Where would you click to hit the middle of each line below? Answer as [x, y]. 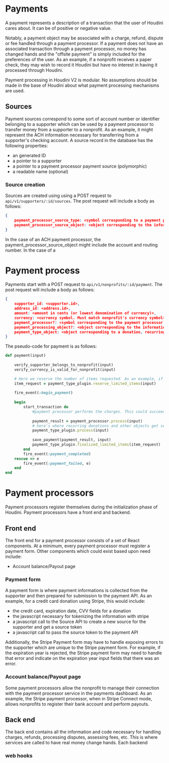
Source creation [25, 184]
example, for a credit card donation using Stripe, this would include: [75, 601]
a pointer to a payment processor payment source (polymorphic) [79, 166]
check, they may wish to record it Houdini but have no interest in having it [81, 65]
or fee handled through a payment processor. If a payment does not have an [84, 43]
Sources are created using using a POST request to [58, 196]
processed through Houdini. [34, 70]
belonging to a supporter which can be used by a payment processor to [79, 124]
